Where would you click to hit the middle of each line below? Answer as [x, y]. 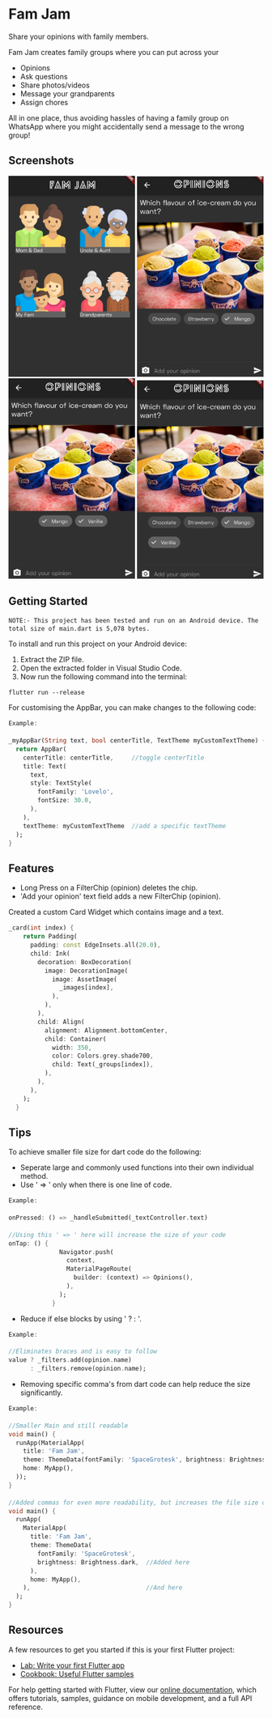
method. [34, 1176]
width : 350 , [72, 1048]
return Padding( [51, 937]
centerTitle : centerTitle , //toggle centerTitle [114, 758]
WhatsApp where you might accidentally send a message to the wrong [126, 126]
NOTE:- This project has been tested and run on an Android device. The [134, 621]
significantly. [41, 1393]
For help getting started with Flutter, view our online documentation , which [133, 1690]
